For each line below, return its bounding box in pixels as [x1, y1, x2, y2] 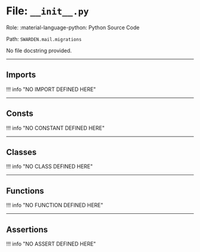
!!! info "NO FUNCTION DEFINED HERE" [6, 201, 104, 209]
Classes [6, 147, 37, 157]
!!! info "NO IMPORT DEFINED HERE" [6, 85, 96, 93]
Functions [6, 186, 45, 196]
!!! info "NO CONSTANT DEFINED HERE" [6, 124, 105, 132]
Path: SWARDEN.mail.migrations [6, 35, 82, 42]
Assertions [6, 225, 48, 235]
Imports [6, 70, 36, 80]
